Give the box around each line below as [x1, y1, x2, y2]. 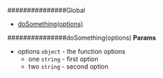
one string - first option [28, 55, 99, 63]
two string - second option [28, 62, 108, 70]
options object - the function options [17, 48, 126, 55]
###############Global [7, 6, 86, 14]
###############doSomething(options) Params [7, 33, 157, 42]
